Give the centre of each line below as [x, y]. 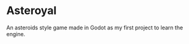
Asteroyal [31, 11]
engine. [16, 34]
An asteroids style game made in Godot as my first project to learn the [95, 28]
